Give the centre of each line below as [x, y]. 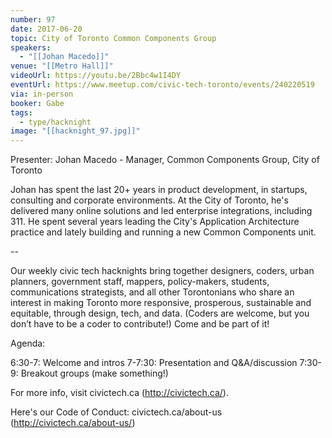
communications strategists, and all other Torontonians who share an [152, 292]
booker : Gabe [37, 103]
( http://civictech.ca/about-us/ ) [73, 423]
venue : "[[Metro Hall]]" [62, 66]
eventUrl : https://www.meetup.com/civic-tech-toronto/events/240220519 [162, 85]
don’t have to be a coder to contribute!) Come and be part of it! [140, 324]
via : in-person [42, 94]
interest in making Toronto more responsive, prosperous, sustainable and [161, 303]
